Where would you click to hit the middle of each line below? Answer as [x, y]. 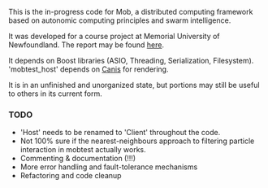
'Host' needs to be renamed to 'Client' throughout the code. [120, 133]
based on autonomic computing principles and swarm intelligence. [120, 20]
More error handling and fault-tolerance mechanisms [109, 167]
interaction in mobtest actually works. [83, 150]
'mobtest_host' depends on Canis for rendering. [89, 69]
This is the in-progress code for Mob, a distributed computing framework [131, 12]
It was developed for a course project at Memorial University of [115, 36]
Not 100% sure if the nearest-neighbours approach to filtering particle [137, 141]
